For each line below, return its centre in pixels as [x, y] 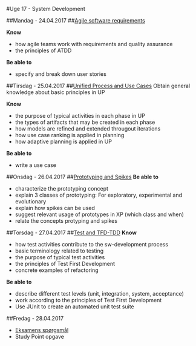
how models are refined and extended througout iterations [88, 129]
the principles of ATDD [43, 50]
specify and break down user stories [61, 74]
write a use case [35, 165]
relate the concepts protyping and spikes [66, 221]
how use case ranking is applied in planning [70, 135]
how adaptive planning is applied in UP [63, 141]
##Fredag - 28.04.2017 [35, 318]
